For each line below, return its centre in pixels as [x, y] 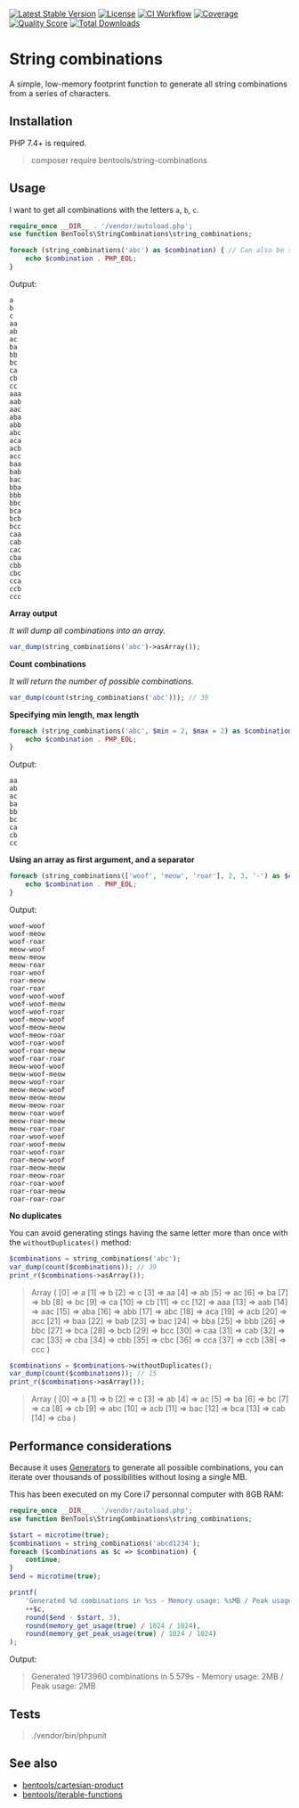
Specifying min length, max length [74, 714]
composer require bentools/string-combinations [119, 160]
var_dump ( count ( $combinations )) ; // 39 [83, 1267]
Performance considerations [90, 1446]
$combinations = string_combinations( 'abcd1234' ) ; [105, 1543]
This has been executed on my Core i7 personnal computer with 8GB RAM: [146, 1494]
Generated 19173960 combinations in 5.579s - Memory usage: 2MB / [157, 1677]
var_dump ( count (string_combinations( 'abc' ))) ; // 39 [109, 697]
